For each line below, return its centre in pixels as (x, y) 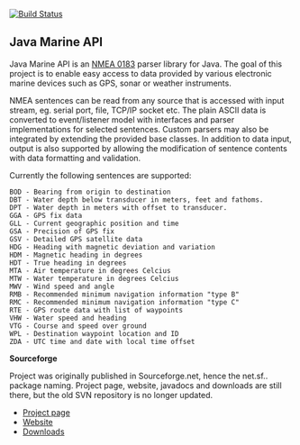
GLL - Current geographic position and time (94, 223)
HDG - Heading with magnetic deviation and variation (113, 247)
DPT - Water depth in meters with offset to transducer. (118, 207)
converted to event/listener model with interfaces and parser (122, 119)
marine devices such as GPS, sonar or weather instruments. (120, 83)
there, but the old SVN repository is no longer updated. (111, 395)
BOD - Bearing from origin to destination (90, 192)
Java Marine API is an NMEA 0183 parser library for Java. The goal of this (145, 64)
